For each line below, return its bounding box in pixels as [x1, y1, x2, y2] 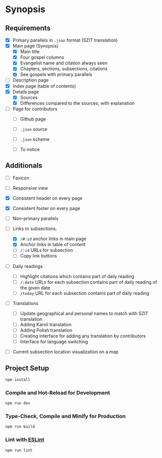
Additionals [5, 161, 43, 170]
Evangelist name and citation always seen [20, 60, 108, 66]
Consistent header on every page [12, 195, 83, 201]
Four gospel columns [20, 54, 64, 60]
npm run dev [5, 401, 30, 406]
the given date [20, 285, 51, 291]
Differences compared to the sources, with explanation [20, 100, 135, 106]
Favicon [12, 175, 29, 181]
